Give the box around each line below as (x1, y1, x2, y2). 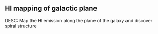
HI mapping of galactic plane (5, 4, 98, 13)
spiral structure (5, 23, 37, 29)
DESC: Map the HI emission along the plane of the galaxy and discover (5, 17, 153, 23)
